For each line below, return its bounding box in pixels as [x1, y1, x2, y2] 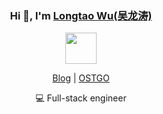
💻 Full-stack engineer [35, 92, 127, 104]
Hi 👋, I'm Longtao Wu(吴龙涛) [9, 8, 153, 22]
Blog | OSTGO [52, 72, 110, 84]
